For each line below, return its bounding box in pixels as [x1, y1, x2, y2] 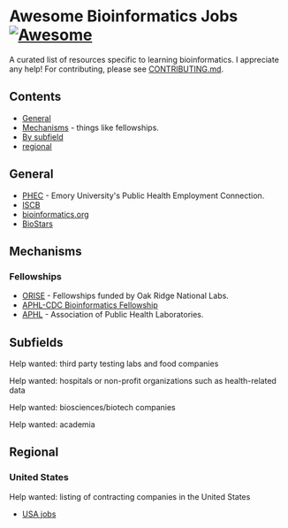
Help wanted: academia [9, 419, 95, 430]
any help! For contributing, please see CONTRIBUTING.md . [9, 64, 224, 74]
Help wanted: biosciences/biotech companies [9, 402, 176, 413]
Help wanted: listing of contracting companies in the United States [9, 491, 251, 501]
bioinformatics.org [21, 209, 90, 219]
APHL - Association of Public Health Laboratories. [21, 310, 204, 320]
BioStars [21, 218, 53, 229]
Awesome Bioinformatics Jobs [9, 6, 239, 27]
